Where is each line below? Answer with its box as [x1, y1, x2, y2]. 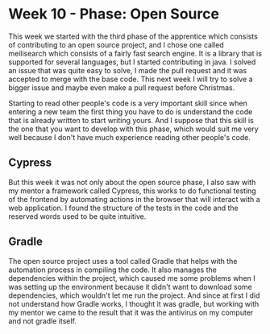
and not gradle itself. [8, 315, 77, 326]
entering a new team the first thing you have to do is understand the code [8, 106, 253, 117]
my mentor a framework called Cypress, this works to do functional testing [8, 186, 256, 196]
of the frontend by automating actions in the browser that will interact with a [8, 194, 260, 204]
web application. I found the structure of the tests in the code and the [8, 203, 239, 212]
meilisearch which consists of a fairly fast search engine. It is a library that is [8, 48, 262, 58]
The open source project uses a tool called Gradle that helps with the [8, 256, 238, 266]
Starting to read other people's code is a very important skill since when [8, 98, 247, 108]
